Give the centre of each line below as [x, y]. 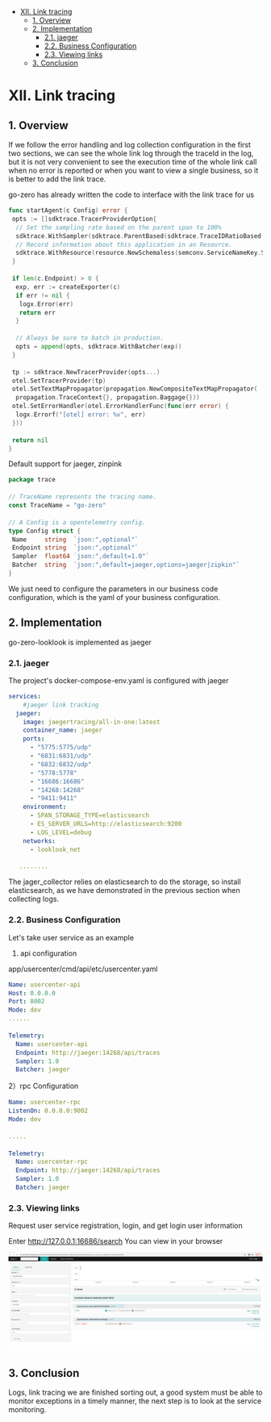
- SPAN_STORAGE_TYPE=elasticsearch [90, 815]
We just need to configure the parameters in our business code [113, 589]
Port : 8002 [27, 1002]
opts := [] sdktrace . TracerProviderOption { [84, 219]
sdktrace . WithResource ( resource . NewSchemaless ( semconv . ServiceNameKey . [139, 253]
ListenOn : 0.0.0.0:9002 [48, 1111]
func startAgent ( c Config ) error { [68, 211]
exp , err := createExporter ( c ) [68, 287]
